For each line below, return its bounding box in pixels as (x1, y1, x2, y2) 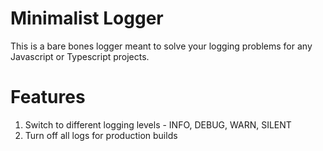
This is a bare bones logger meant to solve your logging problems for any (10, 40, 313, 52)
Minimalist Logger (10, 7, 164, 30)
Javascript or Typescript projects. (10, 50, 150, 62)
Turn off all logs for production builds (24, 129, 178, 141)
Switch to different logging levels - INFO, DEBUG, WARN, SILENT (24, 118, 292, 131)
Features (10, 86, 86, 109)
